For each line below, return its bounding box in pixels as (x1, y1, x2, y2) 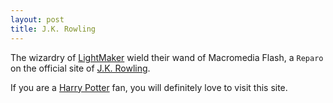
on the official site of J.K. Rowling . (10, 62, 151, 74)
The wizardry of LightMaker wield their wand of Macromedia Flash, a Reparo (10, 51, 324, 63)
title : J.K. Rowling (10, 24, 97, 34)
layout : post (10, 14, 65, 25)
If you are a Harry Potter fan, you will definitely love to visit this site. (10, 81, 288, 93)
